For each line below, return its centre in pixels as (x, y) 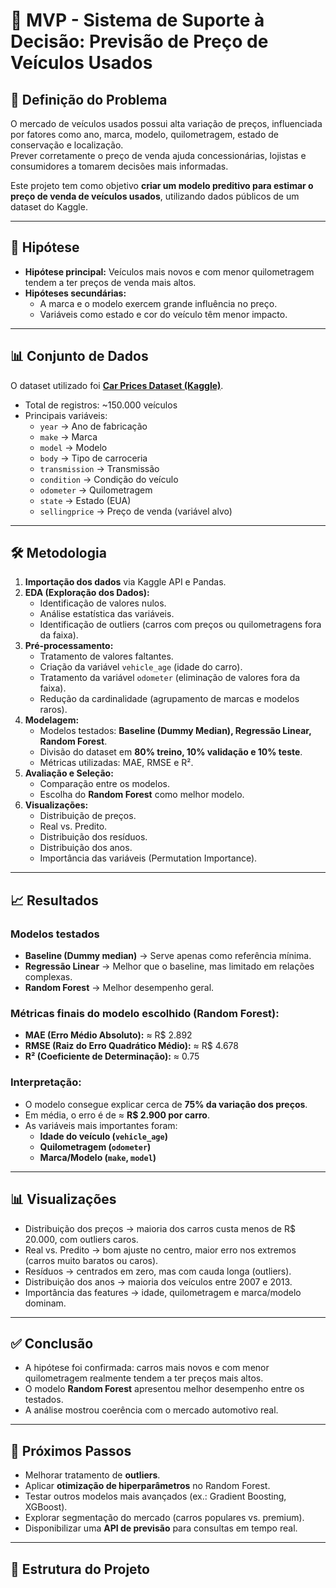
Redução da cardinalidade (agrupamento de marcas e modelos (169, 699)
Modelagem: (52, 720)
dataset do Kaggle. (49, 207)
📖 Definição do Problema (89, 99)
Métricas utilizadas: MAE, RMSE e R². (116, 763)
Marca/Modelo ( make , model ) (98, 1157)
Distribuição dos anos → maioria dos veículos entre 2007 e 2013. (158, 1281)
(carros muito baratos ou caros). (91, 1260)
